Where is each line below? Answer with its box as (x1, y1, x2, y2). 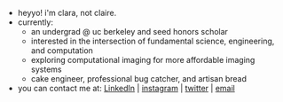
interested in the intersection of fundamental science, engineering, (30, 35, 275, 46)
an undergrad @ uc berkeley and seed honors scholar (30, 27, 229, 36)
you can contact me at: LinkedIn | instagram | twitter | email (17, 83, 235, 93)
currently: (17, 17, 53, 27)
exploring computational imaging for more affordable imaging (30, 55, 255, 65)
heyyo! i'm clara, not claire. (17, 8, 117, 18)
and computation (30, 45, 93, 56)
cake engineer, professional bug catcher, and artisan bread (30, 74, 247, 83)
